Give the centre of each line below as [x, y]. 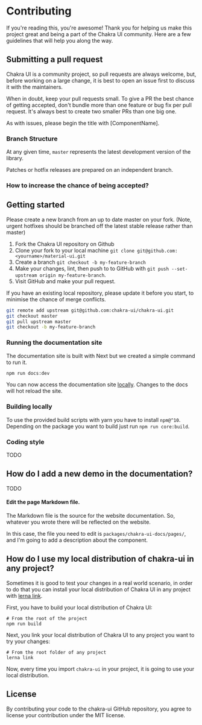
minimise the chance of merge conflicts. [56, 299]
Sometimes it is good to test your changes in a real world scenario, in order [99, 583]
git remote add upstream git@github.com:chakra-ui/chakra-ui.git [90, 310]
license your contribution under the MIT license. [66, 715]
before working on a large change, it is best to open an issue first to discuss [100, 80]
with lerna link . [24, 595]
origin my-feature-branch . [73, 275]
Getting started [36, 205]
